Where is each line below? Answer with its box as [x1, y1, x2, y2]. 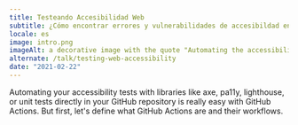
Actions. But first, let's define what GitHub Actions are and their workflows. [9, 105, 284, 116]
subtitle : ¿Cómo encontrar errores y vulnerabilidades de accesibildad [9, 21, 279, 30]
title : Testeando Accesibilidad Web [9, 12, 145, 22]
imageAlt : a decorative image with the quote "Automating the [9, 46, 244, 55]
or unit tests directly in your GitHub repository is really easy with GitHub [9, 96, 271, 106]
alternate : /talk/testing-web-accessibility [9, 54, 176, 63]
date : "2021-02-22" [9, 63, 82, 72]
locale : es [9, 29, 50, 38]
